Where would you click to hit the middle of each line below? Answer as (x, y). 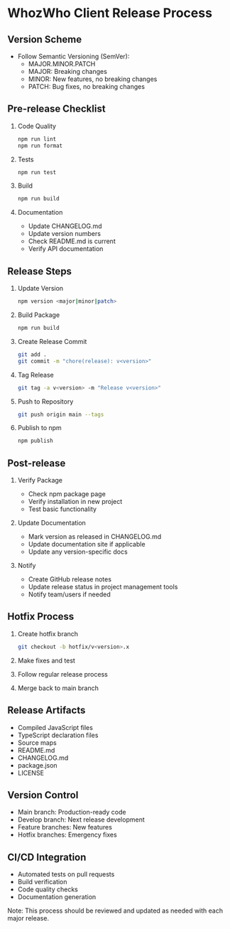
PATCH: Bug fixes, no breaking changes (87, 86)
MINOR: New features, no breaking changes (93, 79)
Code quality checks (48, 889)
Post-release (37, 463)
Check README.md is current (72, 241)
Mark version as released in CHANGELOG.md (95, 537)
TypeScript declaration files (58, 735)
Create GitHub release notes (70, 579)
